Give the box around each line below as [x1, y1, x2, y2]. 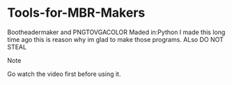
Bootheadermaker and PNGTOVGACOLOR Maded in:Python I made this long [7, 28, 226, 36]
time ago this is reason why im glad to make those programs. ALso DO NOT [7, 35, 224, 43]
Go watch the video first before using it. [7, 70, 121, 78]
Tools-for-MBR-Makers [7, 5, 146, 21]
